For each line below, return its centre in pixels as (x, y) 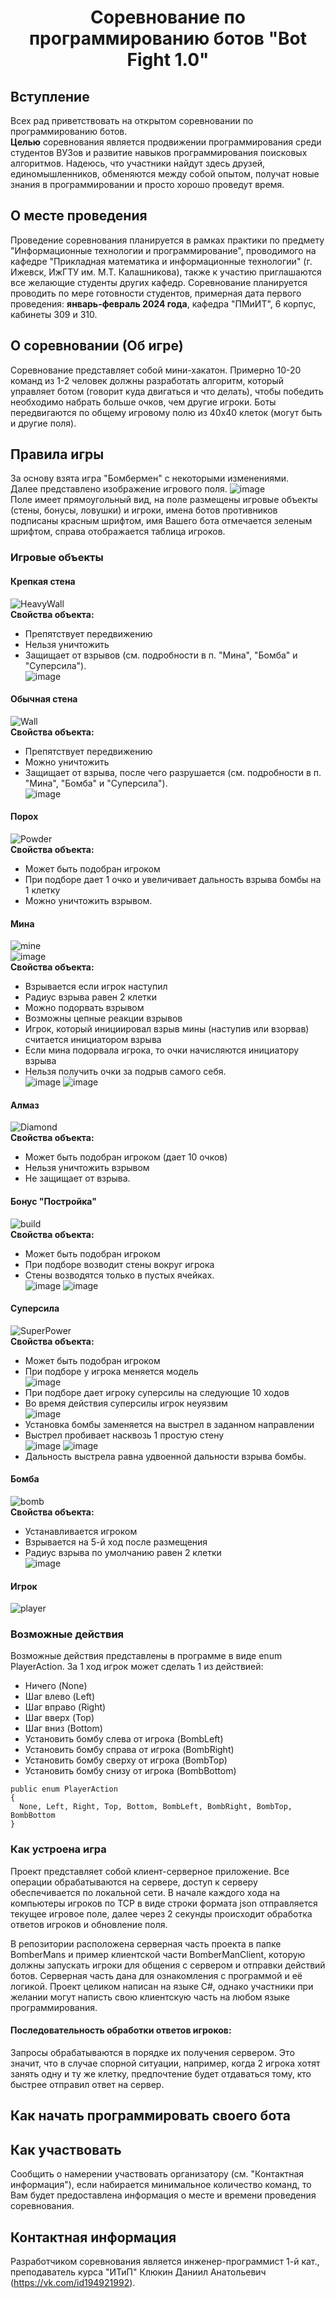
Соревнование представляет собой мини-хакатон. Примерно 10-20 (156, 370)
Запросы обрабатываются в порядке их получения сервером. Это (152, 2052)
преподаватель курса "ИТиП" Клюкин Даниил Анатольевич (138, 2272)
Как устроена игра (58, 1849)
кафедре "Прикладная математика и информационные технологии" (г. (161, 261)
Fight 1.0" (168, 60)
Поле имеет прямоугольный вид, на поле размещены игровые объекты (164, 500)
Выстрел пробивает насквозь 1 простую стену (124, 1435)
